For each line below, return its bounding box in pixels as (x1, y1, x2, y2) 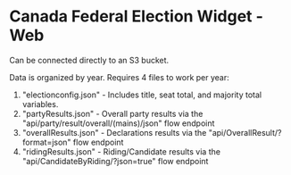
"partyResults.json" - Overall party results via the (21, 108, 204, 119)
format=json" (21, 137, 71, 147)
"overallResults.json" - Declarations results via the (21, 127, 207, 137)
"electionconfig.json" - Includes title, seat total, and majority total (21, 89, 262, 100)
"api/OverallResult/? (208, 127, 282, 137)
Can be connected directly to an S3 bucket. (9, 54, 170, 65)
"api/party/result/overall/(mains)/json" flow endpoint (21, 118, 215, 129)
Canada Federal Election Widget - (9, 6, 263, 27)
